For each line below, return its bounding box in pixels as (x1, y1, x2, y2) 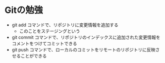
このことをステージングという (19, 28, 80, 34)
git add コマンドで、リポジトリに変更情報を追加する (11, 22, 118, 28)
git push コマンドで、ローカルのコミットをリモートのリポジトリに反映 (11, 47, 156, 53)
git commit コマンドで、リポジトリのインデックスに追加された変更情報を (11, 34, 161, 40)
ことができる (20, 53, 47, 59)
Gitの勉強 (4, 4, 43, 16)
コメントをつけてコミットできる (11, 40, 77, 46)
